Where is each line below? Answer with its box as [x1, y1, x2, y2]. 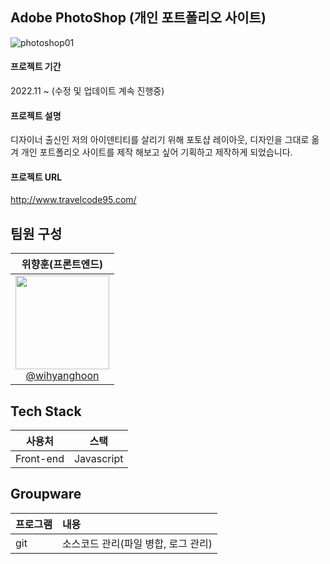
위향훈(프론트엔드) [21, 258, 104, 272]
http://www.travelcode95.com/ [10, 194, 137, 206]
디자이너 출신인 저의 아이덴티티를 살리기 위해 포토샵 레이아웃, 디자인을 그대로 [10, 134, 310, 146]
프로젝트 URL [10, 171, 63, 183]
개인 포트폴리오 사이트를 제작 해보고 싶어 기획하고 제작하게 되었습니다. [20, 146, 293, 158]
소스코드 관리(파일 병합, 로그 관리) [61, 536, 213, 550]
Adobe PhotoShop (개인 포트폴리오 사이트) [10, 9, 267, 27]
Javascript [73, 452, 124, 466]
